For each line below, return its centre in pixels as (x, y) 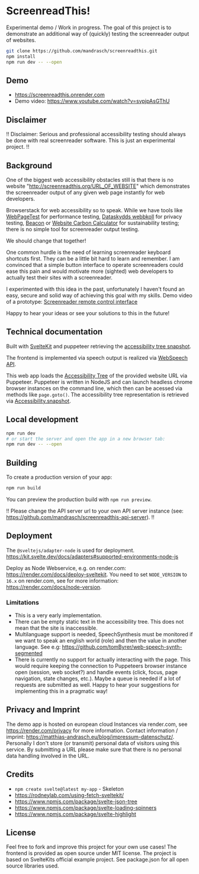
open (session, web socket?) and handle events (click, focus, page (96, 672)
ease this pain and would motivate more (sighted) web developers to (90, 271)
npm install (21, 56)
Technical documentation (54, 332)
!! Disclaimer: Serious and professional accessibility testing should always (96, 134)
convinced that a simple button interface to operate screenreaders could (95, 265)
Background (29, 166)
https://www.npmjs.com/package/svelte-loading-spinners (86, 807)
